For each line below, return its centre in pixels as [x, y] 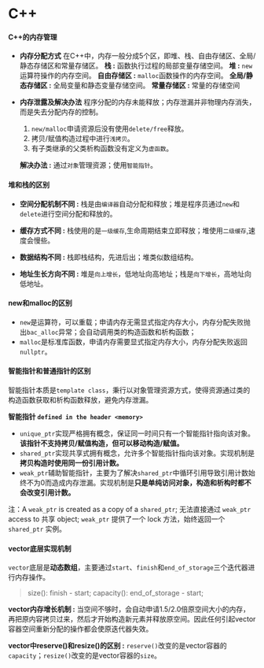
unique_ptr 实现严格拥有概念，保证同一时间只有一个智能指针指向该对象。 [137, 433]
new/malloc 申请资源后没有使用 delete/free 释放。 [110, 129]
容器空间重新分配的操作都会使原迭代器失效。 [81, 629]
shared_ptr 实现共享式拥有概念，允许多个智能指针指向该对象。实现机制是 [137, 453]
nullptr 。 [35, 351]
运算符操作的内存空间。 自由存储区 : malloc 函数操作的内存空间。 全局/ [132, 76]
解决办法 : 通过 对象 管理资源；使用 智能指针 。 [88, 165]
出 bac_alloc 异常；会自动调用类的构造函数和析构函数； [108, 332]
